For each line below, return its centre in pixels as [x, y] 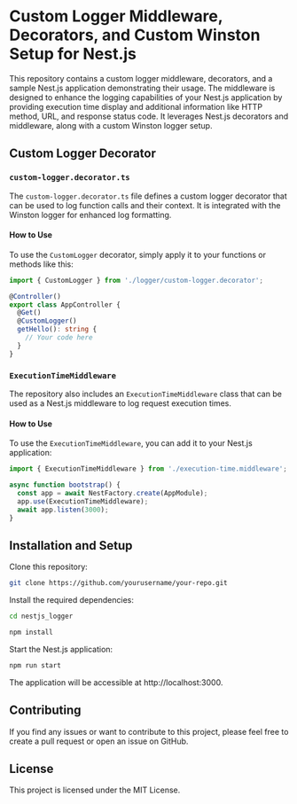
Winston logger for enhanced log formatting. [90, 215]
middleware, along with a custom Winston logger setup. [111, 125]
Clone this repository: [49, 567]
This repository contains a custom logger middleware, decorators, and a [141, 78]
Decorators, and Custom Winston [135, 35]
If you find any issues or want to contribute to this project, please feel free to [149, 731]
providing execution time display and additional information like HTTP [136, 106]
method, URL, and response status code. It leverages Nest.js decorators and [149, 116]
